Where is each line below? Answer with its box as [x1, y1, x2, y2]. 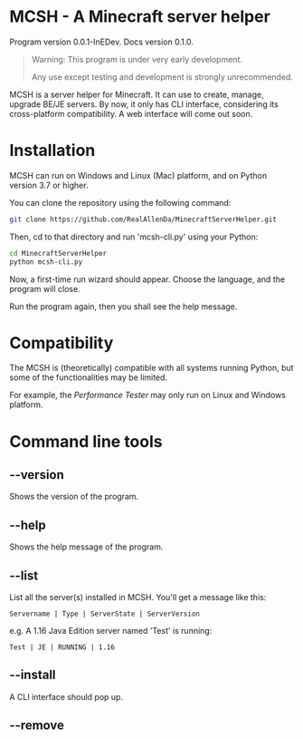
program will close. [9, 283, 80, 294]
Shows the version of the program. [9, 491, 139, 502]
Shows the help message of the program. [9, 541, 164, 552]
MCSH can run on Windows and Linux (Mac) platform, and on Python [9, 170, 268, 180]
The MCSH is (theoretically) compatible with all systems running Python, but [9, 363, 294, 374]
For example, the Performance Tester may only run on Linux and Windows [9, 390, 287, 401]
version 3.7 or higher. [9, 180, 89, 190]
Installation [9, 141, 96, 160]
